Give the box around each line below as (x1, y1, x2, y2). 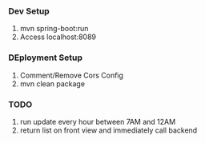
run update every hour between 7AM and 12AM (19, 117, 176, 126)
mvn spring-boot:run (19, 24, 89, 34)
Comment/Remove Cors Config (19, 70, 124, 80)
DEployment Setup (8, 52, 82, 63)
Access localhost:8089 (19, 32, 97, 42)
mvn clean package (19, 78, 86, 89)
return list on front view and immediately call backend (19, 125, 198, 135)
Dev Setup (8, 6, 50, 17)
